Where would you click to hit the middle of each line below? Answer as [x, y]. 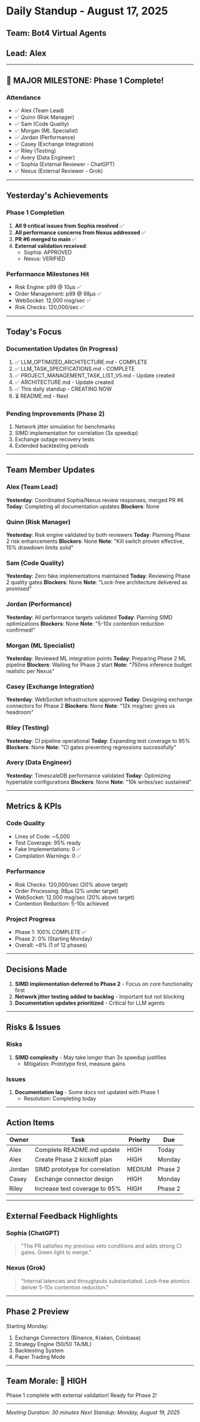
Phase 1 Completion [35, 213]
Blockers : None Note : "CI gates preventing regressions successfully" [91, 747]
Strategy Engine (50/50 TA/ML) [53, 1344]
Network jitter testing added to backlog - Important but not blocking [99, 996]
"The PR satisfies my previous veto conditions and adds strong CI [101, 1246]
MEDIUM [139, 1169]
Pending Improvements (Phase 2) [56, 413]
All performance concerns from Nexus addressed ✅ [80, 232]
